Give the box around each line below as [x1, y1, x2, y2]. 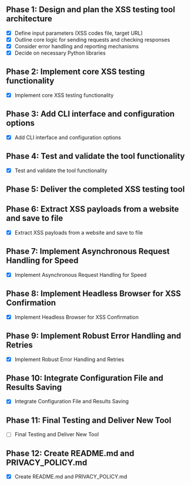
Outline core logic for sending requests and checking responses [14, 36, 170, 43]
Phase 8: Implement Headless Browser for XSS [6, 289, 181, 299]
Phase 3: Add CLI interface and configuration [6, 109, 175, 119]
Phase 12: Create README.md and [6, 448, 135, 458]
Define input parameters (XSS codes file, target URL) [14, 29, 143, 36]
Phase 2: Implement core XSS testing [6, 67, 145, 77]
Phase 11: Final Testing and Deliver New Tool [6, 415, 172, 425]
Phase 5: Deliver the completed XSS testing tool [6, 185, 185, 195]
